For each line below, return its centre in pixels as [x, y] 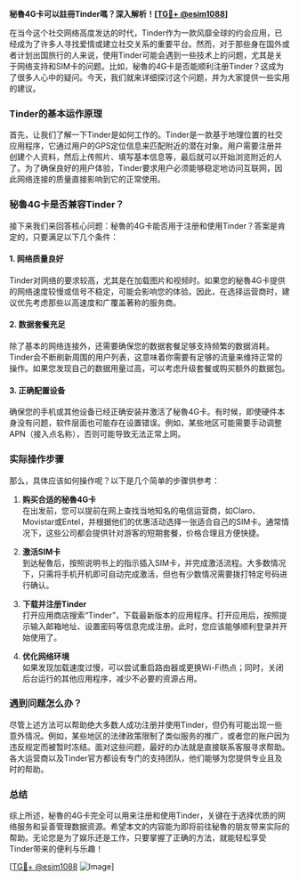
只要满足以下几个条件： [75, 237]
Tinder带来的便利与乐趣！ [57, 849]
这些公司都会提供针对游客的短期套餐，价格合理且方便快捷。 [155, 532]
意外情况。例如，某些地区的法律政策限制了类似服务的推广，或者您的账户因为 [149, 736]
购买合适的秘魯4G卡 [59, 499]
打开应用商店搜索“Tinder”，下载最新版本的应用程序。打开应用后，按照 [151, 615]
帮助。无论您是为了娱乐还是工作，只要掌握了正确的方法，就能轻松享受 [138, 838]
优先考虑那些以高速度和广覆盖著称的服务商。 [98, 303]
